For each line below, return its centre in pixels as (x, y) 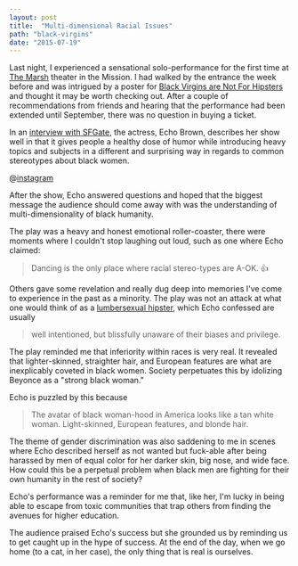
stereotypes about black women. (69, 160)
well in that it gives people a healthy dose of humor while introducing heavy (148, 142)
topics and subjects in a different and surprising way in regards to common (147, 152)
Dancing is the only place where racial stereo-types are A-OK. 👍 (150, 268)
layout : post (33, 17)
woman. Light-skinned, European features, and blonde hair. (140, 424)
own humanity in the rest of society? (76, 480)
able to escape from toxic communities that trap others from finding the (140, 506)
